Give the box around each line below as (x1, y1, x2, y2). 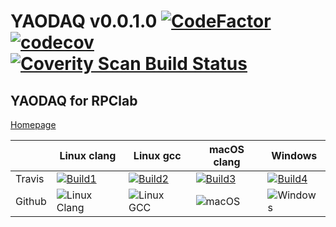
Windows (271, 149, 318, 162)
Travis (15, 172, 45, 185)
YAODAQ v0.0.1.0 (10, 10, 158, 33)
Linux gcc (133, 149, 182, 162)
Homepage (10, 119, 57, 130)
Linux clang (59, 149, 117, 162)
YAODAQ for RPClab (10, 92, 138, 109)
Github (15, 195, 47, 208)
